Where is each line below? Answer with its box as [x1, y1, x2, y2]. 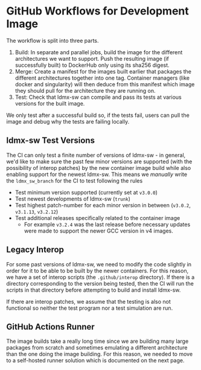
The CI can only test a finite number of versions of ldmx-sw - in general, [6, 151, 186, 158]
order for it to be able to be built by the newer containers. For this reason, [6, 267, 189, 274]
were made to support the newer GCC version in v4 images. [24, 227, 173, 234]
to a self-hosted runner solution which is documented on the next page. [6, 357, 185, 364]
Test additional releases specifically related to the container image [14, 214, 180, 221]
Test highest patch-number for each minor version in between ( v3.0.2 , [14, 201, 191, 209]
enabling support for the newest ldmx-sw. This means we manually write [6, 171, 188, 178]
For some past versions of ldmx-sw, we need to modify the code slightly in [6, 260, 192, 268]
